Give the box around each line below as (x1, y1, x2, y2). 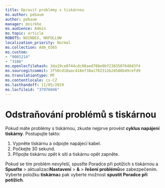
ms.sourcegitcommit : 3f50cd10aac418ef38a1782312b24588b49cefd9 (5, 69, 141, 74)
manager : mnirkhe (5, 21, 42, 27)
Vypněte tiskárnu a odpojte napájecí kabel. (12, 141, 102, 147)
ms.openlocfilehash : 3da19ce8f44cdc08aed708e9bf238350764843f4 (5, 64, 141, 69)
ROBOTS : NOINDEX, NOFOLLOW (5, 36, 62, 41)
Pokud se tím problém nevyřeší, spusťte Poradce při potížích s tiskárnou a (5, 161, 158, 167)
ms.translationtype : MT (5, 73, 55, 78)
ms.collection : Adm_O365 (5, 45, 57, 50)
